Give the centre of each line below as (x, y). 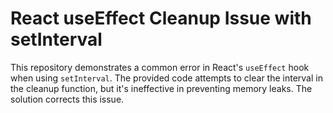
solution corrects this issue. (67, 99)
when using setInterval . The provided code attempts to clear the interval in (166, 78)
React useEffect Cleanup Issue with (161, 18)
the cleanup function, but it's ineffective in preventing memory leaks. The (161, 88)
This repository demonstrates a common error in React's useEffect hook (160, 67)
